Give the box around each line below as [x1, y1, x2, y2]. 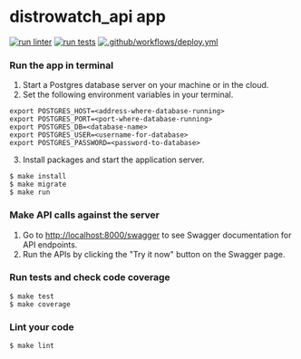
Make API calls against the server [9, 209, 160, 221]
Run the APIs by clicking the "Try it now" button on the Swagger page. [22, 248, 286, 259]
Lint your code [9, 320, 74, 333]
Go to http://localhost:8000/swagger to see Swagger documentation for [22, 229, 292, 240]
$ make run [9, 188, 51, 197]
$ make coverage [9, 299, 71, 309]
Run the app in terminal [9, 59, 114, 72]
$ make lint [9, 342, 54, 351]
